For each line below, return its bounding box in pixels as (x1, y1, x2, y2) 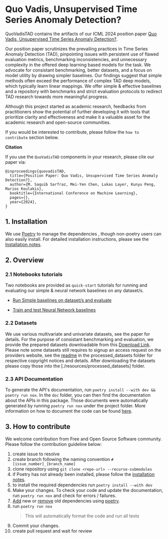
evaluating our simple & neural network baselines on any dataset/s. (5, 288, 144, 294)
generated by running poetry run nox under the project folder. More (5, 403, 146, 409)
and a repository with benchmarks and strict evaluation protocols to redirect (5, 88, 162, 94)
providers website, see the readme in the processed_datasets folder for (5, 352, 153, 358)
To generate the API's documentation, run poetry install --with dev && (5, 387, 156, 393)
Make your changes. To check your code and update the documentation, (12, 487, 163, 493)
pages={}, (10, 195, 30, 200)
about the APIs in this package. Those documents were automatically (5, 397, 148, 404)
